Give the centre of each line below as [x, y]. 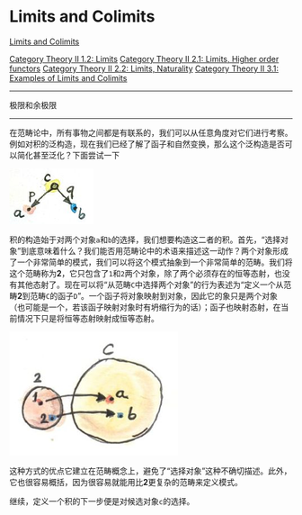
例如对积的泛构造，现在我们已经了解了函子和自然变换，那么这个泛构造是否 [147, 144]
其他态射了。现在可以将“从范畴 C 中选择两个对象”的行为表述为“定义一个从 [150, 285]
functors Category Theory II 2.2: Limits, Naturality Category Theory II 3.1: [144, 68]
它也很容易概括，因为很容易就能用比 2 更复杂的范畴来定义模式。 [126, 482]
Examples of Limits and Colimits [68, 77]
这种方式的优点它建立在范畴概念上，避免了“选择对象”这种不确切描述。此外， [151, 471]
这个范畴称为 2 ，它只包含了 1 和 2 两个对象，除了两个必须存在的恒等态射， [142, 273]
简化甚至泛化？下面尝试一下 [68, 155]
